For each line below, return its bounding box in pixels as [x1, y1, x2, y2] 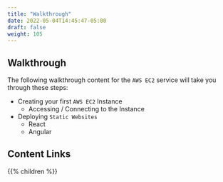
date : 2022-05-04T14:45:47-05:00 [7, 17, 107, 24]
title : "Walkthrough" [7, 10, 72, 18]
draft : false [7, 24, 46, 31]
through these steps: [7, 84, 68, 92]
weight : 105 [7, 30, 43, 38]
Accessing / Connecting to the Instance [28, 105, 145, 113]
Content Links [7, 148, 71, 161]
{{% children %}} [7, 167, 58, 176]
